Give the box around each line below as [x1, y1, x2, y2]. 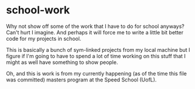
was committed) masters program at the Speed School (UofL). [6, 76, 157, 83]
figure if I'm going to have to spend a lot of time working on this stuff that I [6, 52, 186, 59]
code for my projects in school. [6, 35, 82, 42]
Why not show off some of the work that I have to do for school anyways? [6, 23, 185, 30]
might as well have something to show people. [6, 59, 119, 66]
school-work [6, 3, 70, 17]
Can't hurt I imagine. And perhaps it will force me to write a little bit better [6, 29, 184, 35]
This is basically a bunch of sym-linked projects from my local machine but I [6, 46, 190, 53]
